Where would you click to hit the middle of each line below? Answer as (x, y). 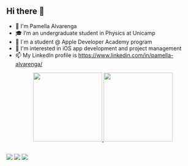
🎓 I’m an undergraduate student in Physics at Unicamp (85, 33)
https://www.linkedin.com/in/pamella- (126, 55)
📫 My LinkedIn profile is (46, 55)
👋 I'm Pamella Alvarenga (46, 26)
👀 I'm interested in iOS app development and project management (98, 48)
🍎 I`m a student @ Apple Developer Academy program (84, 42)
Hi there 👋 (25, 11)
